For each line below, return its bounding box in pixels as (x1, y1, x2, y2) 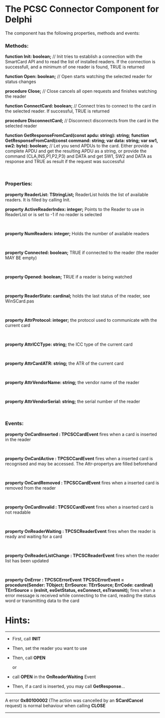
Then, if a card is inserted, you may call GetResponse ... (12, 683, 125, 689)
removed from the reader (5, 485, 56, 491)
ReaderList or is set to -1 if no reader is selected (5, 211, 102, 217)
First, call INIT (12, 635, 41, 641)
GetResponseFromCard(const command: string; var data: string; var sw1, (5, 138, 158, 143)
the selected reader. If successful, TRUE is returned (5, 108, 110, 114)
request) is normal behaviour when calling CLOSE (5, 702, 106, 708)
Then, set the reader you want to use (12, 645, 87, 651)
